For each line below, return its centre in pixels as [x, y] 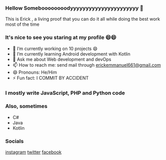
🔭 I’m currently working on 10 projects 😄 [55, 48]
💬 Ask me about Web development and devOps [62, 59]
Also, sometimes [26, 106]
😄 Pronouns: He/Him [35, 72]
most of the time [22, 24]
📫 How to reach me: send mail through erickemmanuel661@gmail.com [87, 65]
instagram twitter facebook [33, 152]
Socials [14, 141]
